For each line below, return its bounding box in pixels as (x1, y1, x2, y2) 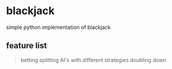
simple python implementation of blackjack (6, 24, 111, 31)
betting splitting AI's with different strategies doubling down (20, 56, 167, 63)
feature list (6, 41, 47, 51)
